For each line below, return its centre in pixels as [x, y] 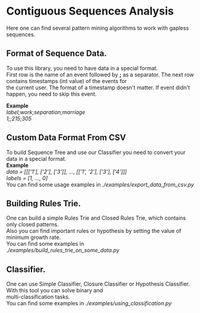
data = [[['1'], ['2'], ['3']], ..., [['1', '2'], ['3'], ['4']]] [66, 172]
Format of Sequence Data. [56, 54]
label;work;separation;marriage [46, 112]
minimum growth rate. [34, 237]
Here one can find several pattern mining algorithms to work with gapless [98, 28]
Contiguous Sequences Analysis [90, 11]
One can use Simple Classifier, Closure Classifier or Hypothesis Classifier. [98, 284]
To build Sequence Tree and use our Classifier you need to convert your [96, 152]
